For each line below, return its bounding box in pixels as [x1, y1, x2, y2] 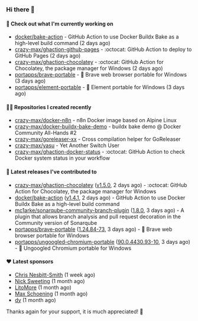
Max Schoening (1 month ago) [14, 290, 88, 297]
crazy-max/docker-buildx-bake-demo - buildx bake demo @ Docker [14, 123, 181, 130]
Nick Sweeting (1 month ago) [14, 277, 85, 284]
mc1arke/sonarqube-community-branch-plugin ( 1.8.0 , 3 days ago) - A [14, 206, 184, 214]
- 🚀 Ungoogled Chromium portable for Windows [14, 244, 132, 252]
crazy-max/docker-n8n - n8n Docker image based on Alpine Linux [14, 117, 177, 124]
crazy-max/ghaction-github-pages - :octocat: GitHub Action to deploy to [14, 46, 192, 53]
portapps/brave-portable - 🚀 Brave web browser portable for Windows [14, 71, 187, 78]
